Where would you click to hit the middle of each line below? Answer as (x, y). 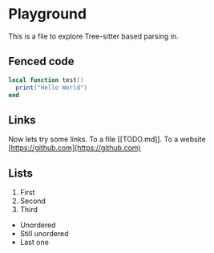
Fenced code (41, 61)
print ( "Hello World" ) (52, 88)
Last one (34, 242)
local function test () (46, 80)
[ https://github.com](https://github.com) (75, 148)
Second (33, 201)
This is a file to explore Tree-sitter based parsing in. (93, 36)
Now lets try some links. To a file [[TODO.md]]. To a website (107, 139)
